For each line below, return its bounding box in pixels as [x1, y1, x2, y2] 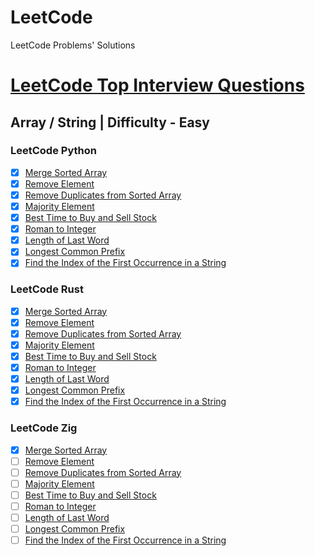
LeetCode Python [10, 144, 97, 158]
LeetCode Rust [10, 282, 84, 296]
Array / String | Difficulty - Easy [10, 114, 210, 131]
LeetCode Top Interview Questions [10, 74, 305, 97]
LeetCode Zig [10, 421, 78, 435]
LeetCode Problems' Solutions [10, 39, 136, 51]
